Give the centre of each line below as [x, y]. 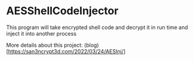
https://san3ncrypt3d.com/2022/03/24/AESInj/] [67, 51]
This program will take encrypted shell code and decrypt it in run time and [97, 27]
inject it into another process [41, 33]
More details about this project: [44, 45]
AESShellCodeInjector [62, 11]
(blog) [91, 45]
